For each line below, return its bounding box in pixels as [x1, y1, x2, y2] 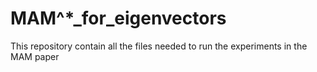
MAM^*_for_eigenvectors [10, 7, 227, 30]
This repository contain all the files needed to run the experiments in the [10, 40, 308, 52]
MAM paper [10, 50, 60, 62]
